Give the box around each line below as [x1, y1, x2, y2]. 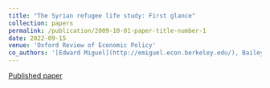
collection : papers [8, 19, 74, 27]
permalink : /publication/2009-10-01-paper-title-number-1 [8, 26, 207, 34]
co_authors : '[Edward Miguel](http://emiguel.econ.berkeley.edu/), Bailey [8, 49, 264, 57]
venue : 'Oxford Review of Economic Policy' [8, 42, 157, 50]
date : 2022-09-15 [8, 34, 67, 42]
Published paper [8, 71, 63, 80]
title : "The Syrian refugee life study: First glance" [8, 11, 196, 20]
